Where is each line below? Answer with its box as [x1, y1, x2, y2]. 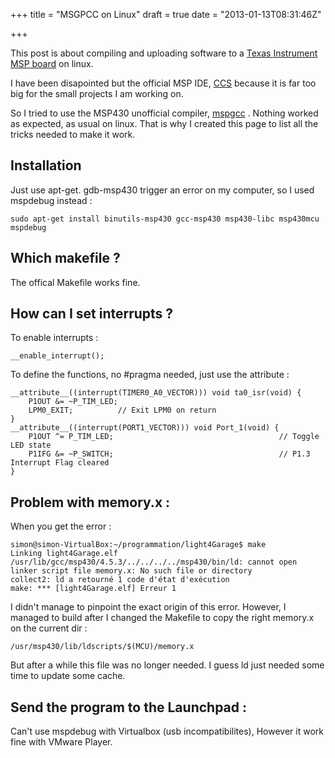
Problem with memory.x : [10, 494, 171, 511]
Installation [10, 157, 82, 174]
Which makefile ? [10, 250, 121, 267]
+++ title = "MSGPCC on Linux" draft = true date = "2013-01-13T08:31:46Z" [10, 9, 322, 20]
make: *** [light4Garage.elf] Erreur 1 [10, 584, 177, 594]
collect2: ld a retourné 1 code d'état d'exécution [10, 575, 230, 585]
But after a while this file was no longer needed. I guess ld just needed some [10, 659, 325, 671]
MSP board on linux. [10, 58, 94, 69]
